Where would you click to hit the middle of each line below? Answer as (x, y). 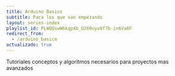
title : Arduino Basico (34, 12)
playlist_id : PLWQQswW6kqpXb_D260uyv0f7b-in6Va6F (69, 28)
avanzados (20, 68)
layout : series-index (33, 23)
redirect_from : (25, 34)
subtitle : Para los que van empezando (54, 17)
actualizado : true (29, 45)
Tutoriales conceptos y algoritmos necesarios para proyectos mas (87, 61)
